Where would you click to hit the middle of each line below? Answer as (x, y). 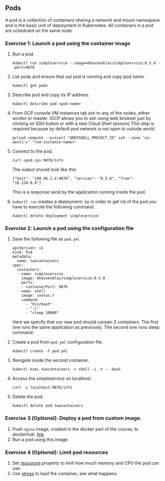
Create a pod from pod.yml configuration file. (58, 342)
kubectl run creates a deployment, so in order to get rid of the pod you (84, 201)
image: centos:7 (38, 296)
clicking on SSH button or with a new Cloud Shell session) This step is (83, 123)
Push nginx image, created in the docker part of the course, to (75, 429)
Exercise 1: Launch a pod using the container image (68, 43)
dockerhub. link (28, 434)
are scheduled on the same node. (39, 30)
